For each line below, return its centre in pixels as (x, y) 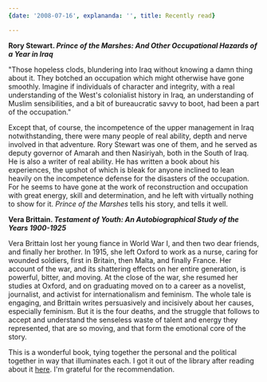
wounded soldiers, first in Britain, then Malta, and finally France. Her (120, 260)
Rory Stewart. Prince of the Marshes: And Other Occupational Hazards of (133, 46)
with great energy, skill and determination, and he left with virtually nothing (131, 195)
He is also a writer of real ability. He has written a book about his (114, 161)
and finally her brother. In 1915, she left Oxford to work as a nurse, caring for (133, 252)
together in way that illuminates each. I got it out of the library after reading (132, 360)
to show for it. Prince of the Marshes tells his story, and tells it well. (118, 204)
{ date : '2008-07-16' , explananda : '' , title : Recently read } (112, 16)
